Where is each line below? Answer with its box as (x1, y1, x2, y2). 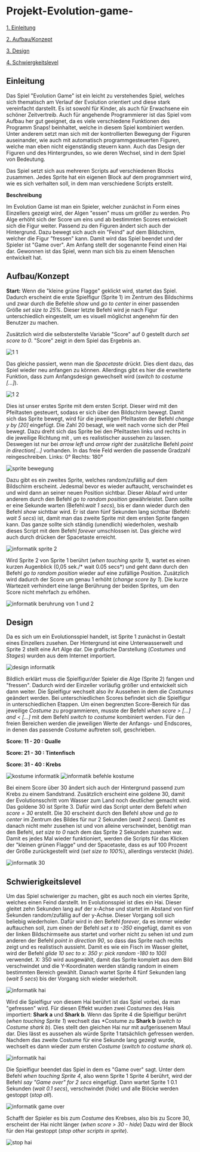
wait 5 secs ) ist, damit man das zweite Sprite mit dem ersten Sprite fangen (6, 514, 189, 522)
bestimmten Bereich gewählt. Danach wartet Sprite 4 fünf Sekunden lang (6, 969, 186, 976)
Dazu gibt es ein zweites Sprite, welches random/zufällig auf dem (6, 476, 168, 483)
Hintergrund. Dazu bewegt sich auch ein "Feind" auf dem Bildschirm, (6, 228, 176, 236)
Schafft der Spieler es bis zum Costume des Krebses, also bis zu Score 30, (6, 1114, 190, 1122)
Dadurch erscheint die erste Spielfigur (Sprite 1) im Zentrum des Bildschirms (6, 293, 193, 300)
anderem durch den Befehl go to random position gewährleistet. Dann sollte (6, 495, 193, 502)
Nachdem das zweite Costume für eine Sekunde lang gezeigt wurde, (6, 1037, 176, 1044)
